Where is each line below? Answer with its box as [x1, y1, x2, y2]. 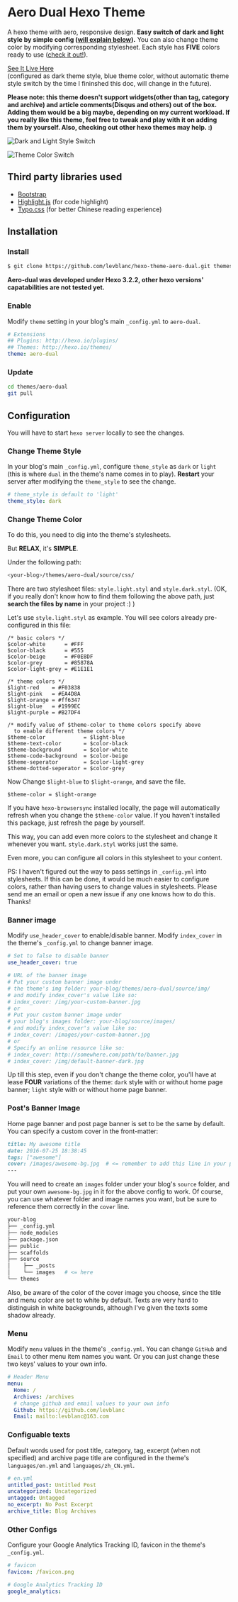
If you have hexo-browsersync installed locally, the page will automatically [7, 803, 220, 812]
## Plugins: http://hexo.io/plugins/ [7, 338, 119, 345]
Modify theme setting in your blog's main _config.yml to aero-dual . [7, 317, 200, 326]
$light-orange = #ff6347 [7, 696, 81, 704]
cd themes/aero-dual [7, 384, 69, 391]
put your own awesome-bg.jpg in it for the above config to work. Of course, [7, 1187, 223, 1196]
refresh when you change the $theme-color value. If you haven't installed [7, 811, 220, 820]
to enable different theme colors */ [13, 728, 125, 735]
